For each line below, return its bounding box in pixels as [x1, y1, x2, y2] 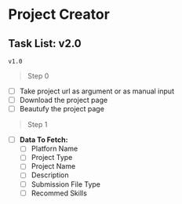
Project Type [31, 153, 73, 162]
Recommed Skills [31, 188, 88, 198]
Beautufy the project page [19, 104, 104, 114]
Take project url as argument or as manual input [19, 86, 175, 96]
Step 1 [27, 120, 48, 129]
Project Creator [8, 5, 110, 24]
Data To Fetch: [19, 135, 68, 144]
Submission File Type [31, 179, 100, 189]
